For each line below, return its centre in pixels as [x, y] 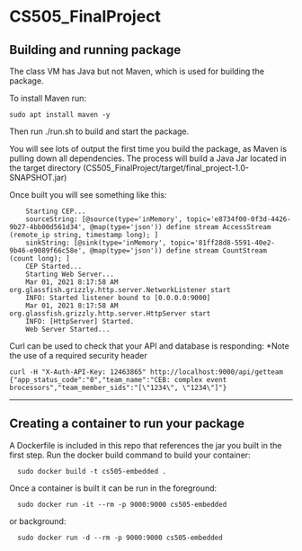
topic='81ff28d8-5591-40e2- [223, 243]
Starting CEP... [56, 211]
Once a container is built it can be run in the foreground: [113, 488]
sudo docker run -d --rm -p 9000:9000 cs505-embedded [120, 538]
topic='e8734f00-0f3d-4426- [239, 219]
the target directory [45, 168]
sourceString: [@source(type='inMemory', [104, 219]
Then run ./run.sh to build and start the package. [99, 131]
